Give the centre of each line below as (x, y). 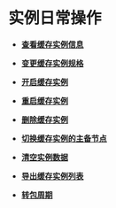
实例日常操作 (55, 18)
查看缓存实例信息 (52, 44)
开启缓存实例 (44, 81)
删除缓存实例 (44, 119)
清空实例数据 (44, 157)
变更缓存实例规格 (52, 63)
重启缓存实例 (44, 100)
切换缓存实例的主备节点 (64, 138)
